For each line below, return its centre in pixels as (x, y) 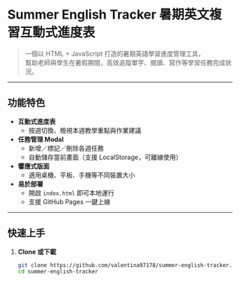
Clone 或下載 (37, 251)
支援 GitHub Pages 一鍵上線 (69, 201)
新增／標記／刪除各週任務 (66, 148)
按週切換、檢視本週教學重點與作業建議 (85, 130)
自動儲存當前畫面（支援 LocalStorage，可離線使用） (105, 157)
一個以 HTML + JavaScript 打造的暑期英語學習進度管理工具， (115, 54)
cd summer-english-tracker (58, 272)
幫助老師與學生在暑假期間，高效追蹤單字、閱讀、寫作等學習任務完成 (125, 62)
